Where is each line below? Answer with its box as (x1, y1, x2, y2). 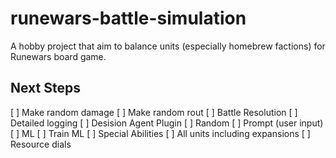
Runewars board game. (10, 50, 107, 62)
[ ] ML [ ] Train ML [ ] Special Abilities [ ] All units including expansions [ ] (10, 127, 311, 139)
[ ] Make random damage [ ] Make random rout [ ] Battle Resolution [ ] (10, 106, 298, 118)
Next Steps (10, 80, 81, 97)
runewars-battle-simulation (10, 7, 247, 30)
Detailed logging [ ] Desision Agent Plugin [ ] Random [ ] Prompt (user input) (10, 117, 324, 129)
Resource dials (10, 138, 72, 150)
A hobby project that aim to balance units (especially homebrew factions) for (10, 40, 326, 52)
